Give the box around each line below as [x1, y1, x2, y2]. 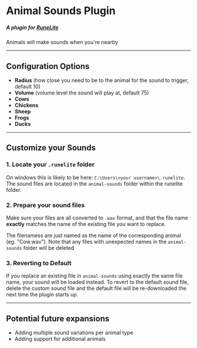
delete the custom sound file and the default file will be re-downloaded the [6, 285, 186, 292]
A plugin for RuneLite [6, 23, 59, 31]
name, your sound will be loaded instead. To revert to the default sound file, [6, 279, 189, 286]
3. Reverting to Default [6, 259, 72, 267]
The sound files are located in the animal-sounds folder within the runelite [6, 180, 183, 187]
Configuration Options [6, 61, 90, 71]
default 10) [14, 83, 41, 90]
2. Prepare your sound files [6, 201, 85, 209]
